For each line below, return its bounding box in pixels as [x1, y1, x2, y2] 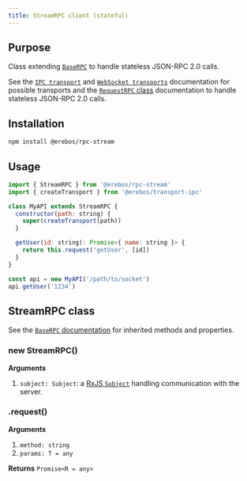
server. [19, 387, 43, 396]
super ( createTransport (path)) [22, 217, 122, 225]
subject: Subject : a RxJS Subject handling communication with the [19, 378, 240, 388]
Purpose [8, 41, 51, 55]
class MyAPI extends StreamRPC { [8, 203, 118, 210]
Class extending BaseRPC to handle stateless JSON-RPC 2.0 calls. [8, 62, 219, 71]
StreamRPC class [8, 304, 95, 317]
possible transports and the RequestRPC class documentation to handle [8, 85, 237, 95]
